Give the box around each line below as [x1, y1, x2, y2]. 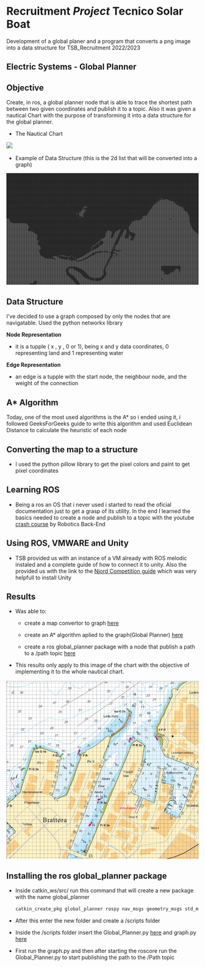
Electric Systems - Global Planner [6, 62, 137, 72]
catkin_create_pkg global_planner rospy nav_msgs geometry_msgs [15, 906, 182, 912]
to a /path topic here [24, 650, 76, 657]
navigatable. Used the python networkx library [6, 319, 123, 326]
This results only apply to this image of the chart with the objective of [15, 661, 190, 669]
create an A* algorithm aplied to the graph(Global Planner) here [24, 631, 184, 639]
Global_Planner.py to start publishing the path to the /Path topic [15, 954, 175, 961]
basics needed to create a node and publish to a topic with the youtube [15, 513, 195, 521]
